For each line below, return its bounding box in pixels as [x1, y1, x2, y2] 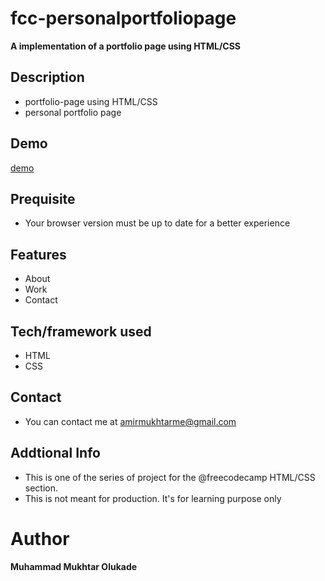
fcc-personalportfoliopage [10, 7, 237, 30]
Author [10, 527, 70, 550]
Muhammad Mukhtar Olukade [10, 560, 138, 572]
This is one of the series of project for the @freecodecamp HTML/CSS [24, 471, 316, 483]
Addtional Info [10, 445, 101, 462]
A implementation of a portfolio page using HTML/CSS [10, 40, 242, 52]
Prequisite [10, 190, 76, 207]
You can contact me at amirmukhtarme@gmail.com [24, 415, 237, 427]
